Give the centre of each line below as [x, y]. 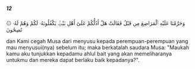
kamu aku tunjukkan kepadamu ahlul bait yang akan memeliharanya [89, 54]
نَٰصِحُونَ [14, 29]
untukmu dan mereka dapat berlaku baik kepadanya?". [73, 60]
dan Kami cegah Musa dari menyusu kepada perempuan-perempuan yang [97, 41]
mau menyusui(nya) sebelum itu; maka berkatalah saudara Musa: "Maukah [98, 47]
